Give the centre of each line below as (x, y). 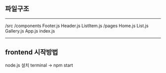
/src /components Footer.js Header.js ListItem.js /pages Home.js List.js (77, 26)
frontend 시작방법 (32, 53)
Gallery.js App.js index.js (30, 31)
